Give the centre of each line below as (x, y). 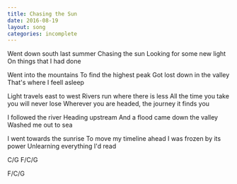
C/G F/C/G (23, 160)
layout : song (27, 27)
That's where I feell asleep (46, 83)
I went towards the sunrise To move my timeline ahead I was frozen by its (114, 139)
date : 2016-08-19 (33, 21)
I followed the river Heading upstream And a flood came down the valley (112, 117)
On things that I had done (44, 62)
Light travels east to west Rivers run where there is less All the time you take (118, 96)
